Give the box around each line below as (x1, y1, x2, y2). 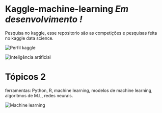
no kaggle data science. (5, 35, 54, 41)
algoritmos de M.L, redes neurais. (5, 92, 73, 98)
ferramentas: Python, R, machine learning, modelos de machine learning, (5, 87, 153, 93)
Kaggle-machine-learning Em (5, 3, 129, 15)
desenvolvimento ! (5, 14, 82, 25)
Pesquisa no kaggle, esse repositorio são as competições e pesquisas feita (5, 30, 157, 36)
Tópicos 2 (5, 71, 46, 83)
